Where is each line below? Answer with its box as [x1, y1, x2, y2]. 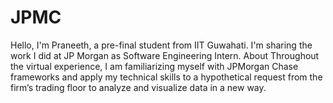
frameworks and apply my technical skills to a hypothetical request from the [10, 71, 323, 83]
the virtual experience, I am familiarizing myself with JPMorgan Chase [10, 60, 299, 72]
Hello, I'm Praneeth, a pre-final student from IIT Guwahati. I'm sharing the [10, 39, 313, 51]
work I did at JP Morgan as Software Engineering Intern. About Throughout [10, 49, 320, 61]
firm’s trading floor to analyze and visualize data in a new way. [10, 81, 267, 93]
